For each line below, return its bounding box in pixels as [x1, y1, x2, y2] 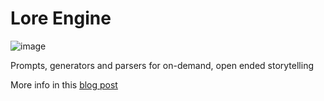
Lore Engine [10, 7, 112, 30]
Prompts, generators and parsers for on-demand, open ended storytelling [10, 59, 314, 71]
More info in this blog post [10, 78, 118, 91]
